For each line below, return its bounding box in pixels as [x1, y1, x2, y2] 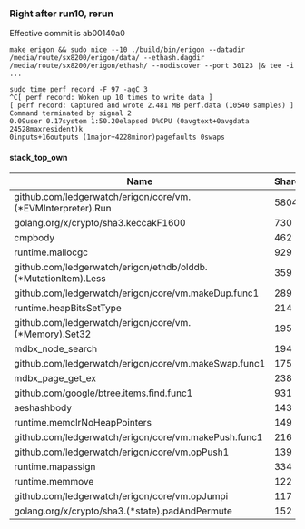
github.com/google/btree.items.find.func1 [14, 387, 193, 399]
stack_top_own [9, 152, 68, 162]
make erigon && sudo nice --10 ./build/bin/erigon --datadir [9, 45, 246, 54]
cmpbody [14, 230, 55, 243]
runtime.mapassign [14, 460, 96, 473]
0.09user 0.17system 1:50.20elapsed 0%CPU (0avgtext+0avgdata [9, 117, 250, 126]
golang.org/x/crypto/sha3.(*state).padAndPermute [14, 505, 233, 517]
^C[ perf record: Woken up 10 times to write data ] [9, 93, 213, 103]
